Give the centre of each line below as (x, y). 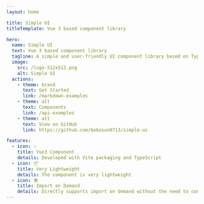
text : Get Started (46, 90)
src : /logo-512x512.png (47, 67)
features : (19, 141)
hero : (13, 39)
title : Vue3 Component (46, 152)
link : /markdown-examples (55, 96)
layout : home (23, 12)
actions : (23, 79)
